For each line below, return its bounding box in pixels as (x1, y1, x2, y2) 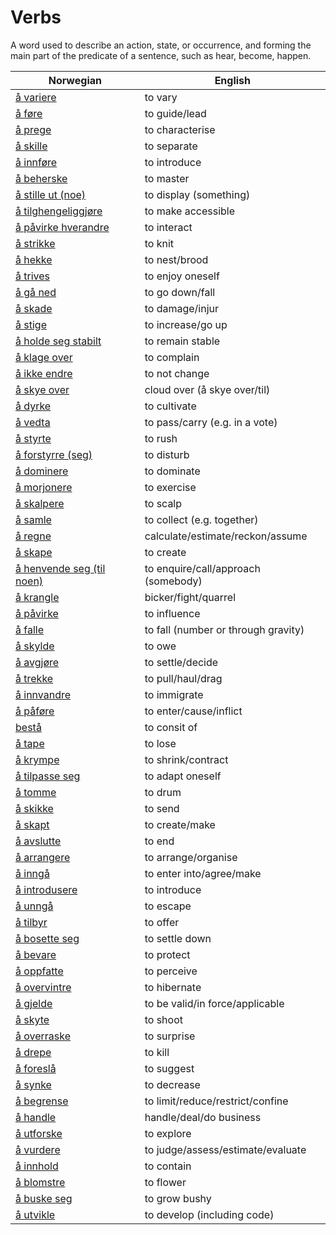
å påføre (15, 704, 55, 718)
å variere (15, 90, 57, 104)
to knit (144, 236, 174, 250)
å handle (15, 1110, 57, 1124)
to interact (144, 220, 193, 234)
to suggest (144, 1061, 195, 1075)
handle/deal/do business (144, 1110, 262, 1124)
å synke (15, 1077, 52, 1091)
